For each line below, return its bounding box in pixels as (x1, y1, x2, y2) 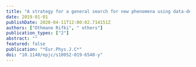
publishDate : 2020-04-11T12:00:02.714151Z (6, 19, 111, 25)
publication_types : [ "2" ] (6, 30, 69, 36)
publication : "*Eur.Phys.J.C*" (6, 47, 82, 52)
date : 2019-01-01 (6, 14, 48, 20)
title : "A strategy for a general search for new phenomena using (6, 8, 171, 15)
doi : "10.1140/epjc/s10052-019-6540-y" (6, 52, 103, 58)
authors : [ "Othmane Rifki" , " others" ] (6, 24, 103, 31)
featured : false (6, 41, 45, 47)
